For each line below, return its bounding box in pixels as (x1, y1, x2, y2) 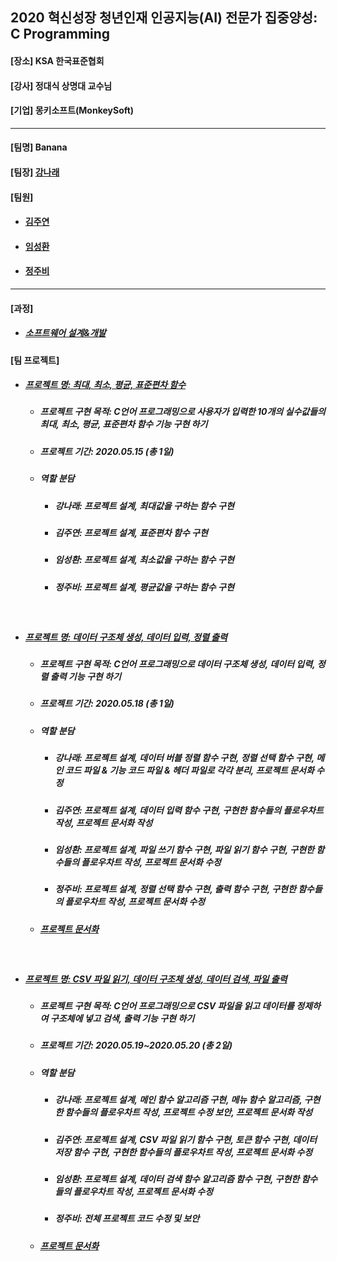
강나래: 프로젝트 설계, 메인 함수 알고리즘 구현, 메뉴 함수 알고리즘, (54, 1094, 303, 1106)
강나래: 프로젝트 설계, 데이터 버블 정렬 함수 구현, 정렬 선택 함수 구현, (54, 752, 315, 764)
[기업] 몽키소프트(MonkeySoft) (10, 104, 135, 117)
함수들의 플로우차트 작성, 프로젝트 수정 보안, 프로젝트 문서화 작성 (64, 1106, 313, 1118)
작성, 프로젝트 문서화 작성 (54, 816, 153, 828)
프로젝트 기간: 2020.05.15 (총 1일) (39, 445, 175, 457)
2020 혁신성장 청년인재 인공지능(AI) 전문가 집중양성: (10, 9, 318, 27)
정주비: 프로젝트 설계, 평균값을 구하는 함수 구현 (54, 581, 235, 593)
